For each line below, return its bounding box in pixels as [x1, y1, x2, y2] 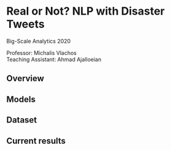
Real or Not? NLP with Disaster [6, 4, 165, 18]
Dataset [6, 115, 37, 126]
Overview [6, 73, 45, 84]
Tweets [6, 17, 45, 31]
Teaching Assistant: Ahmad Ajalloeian [6, 55, 102, 63]
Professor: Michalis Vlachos [6, 49, 77, 56]
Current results [6, 135, 66, 146]
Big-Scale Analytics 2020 [6, 37, 71, 45]
